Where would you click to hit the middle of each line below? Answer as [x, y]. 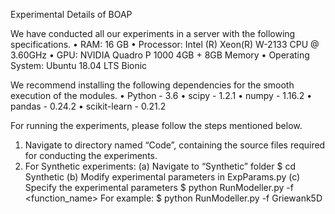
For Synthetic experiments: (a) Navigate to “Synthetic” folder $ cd [160, 166]
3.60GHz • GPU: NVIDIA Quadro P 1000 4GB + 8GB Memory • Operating [160, 55]
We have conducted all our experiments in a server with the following [153, 33]
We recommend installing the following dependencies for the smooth [152, 85]
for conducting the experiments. [91, 155]
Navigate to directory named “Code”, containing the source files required [175, 145]
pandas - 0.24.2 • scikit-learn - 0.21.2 [88, 106]
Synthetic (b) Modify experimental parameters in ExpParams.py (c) [162, 177]
